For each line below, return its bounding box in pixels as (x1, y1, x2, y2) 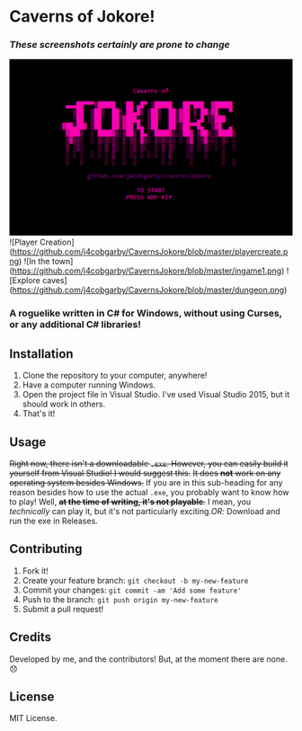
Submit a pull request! (22, 603, 104, 614)
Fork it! (22, 565, 49, 576)
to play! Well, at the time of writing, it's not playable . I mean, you (9, 496, 252, 507)
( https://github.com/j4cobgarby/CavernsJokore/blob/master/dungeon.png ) (9, 285, 288, 296)
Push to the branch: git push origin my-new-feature (22, 593, 218, 604)
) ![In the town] (18, 256, 74, 267)
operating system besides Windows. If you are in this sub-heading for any (9, 477, 283, 487)
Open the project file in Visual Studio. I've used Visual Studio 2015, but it (22, 389, 290, 400)
